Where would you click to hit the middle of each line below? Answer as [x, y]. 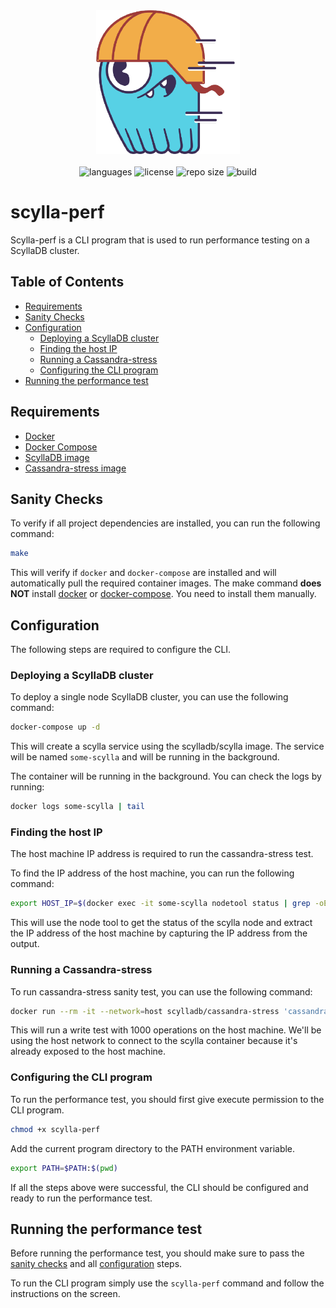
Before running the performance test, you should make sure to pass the [157, 1253]
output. [25, 944]
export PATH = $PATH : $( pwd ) [64, 1168]
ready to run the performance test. [81, 1198]
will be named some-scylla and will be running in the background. [145, 757]
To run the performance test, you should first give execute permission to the [167, 1099]
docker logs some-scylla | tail [77, 807]
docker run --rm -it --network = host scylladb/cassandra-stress [145, 1011]
